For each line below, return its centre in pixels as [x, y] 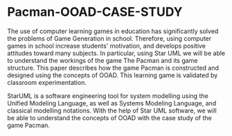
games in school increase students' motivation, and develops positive [107, 46]
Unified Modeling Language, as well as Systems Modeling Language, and [112, 103]
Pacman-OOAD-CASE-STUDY [95, 12]
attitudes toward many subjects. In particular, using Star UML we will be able [116, 53]
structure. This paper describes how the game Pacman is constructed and [113, 68]
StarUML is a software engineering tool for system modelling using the [108, 96]
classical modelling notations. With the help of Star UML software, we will [112, 110]
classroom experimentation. [47, 82]
